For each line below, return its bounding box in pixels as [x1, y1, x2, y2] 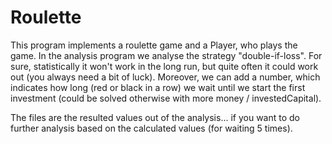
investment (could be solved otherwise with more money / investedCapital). [10, 92, 322, 104]
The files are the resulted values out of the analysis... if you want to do [10, 111, 300, 123]
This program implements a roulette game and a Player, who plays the [10, 39, 298, 51]
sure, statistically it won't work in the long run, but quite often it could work [10, 60, 319, 72]
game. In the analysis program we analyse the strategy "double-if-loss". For [10, 49, 323, 61]
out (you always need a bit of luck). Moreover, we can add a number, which [10, 71, 321, 83]
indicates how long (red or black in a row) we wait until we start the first [10, 81, 306, 93]
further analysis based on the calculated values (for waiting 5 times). [10, 122, 293, 134]
